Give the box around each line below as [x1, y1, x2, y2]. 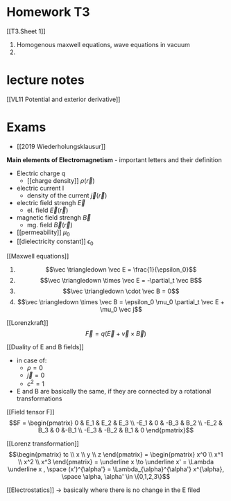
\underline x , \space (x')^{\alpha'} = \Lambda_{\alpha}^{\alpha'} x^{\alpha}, [7, 465, 225, 473]
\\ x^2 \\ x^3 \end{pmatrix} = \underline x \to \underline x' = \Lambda [17, 458, 214, 466]
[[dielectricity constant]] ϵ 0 [16, 237, 94, 247]
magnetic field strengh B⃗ [16, 213, 92, 222]
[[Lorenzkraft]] [6, 319, 49, 327]
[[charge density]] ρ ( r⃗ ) [26, 176, 95, 184]
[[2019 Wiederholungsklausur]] [16, 142, 106, 150]
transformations [16, 394, 62, 403]
